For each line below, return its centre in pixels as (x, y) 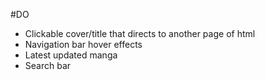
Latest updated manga (71, 55)
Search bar (48, 65)
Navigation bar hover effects (83, 44)
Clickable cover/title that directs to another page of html (140, 33)
